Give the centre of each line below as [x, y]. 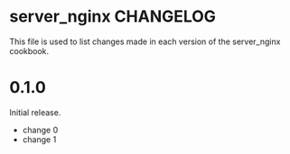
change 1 [39, 139]
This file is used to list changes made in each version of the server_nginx [145, 41]
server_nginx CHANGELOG [113, 17]
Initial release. [35, 112]
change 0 [40, 130]
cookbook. [29, 50]
